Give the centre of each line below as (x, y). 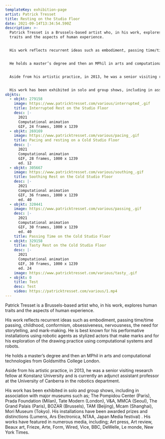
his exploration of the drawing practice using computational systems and (79, 341)
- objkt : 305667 (26, 168)
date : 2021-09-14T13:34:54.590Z (38, 23)
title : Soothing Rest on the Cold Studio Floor (63, 177)
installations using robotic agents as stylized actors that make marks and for (82, 336)
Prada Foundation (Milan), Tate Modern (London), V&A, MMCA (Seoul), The (81, 401)
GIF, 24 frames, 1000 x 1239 (48, 126)
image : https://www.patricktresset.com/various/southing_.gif (79, 172)
